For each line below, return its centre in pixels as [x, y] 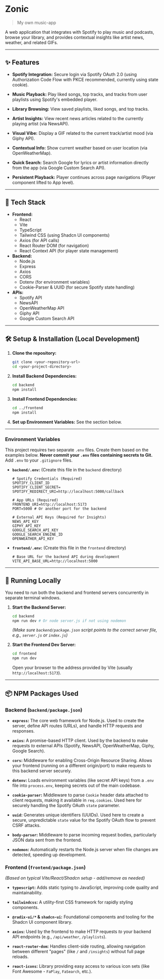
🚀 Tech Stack [25, 203]
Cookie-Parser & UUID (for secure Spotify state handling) [77, 287]
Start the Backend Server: [39, 607]
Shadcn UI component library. [42, 922]
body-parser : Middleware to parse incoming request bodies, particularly [84, 834]
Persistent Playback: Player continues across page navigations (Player [84, 177]
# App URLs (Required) [35, 500]
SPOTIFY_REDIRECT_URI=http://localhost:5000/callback [68, 491]
